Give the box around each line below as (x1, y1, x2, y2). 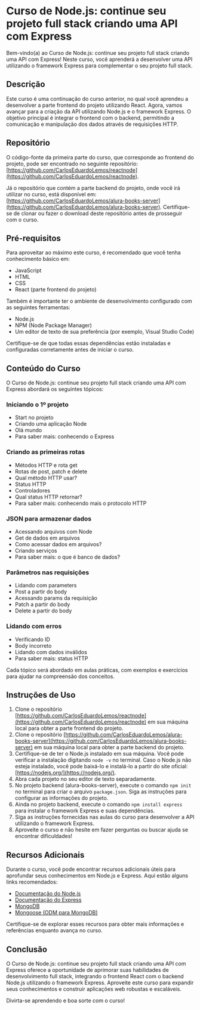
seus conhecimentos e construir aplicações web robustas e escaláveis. (6, 986, 182, 993)
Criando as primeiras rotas (6, 448, 85, 456)
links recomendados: (6, 879, 58, 886)
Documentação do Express (14, 897, 82, 904)
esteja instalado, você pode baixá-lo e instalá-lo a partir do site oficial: (14, 763, 188, 770)
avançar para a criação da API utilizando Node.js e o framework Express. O (6, 107, 192, 115)
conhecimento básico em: (6, 255, 70, 263)
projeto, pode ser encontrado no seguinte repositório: (6, 160, 139, 167)
